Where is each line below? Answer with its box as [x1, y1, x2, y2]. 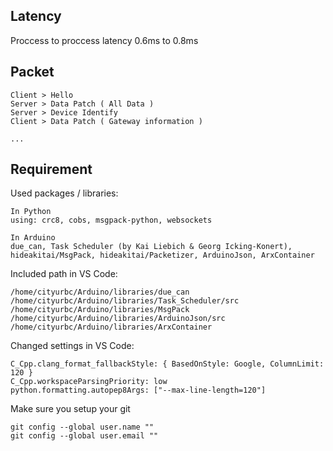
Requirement [10, 161, 93, 178]
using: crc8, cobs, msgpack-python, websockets [10, 215, 213, 226]
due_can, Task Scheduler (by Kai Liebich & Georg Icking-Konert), [10, 242, 293, 252]
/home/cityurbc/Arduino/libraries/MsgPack [10, 305, 190, 315]
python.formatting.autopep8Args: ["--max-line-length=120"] [10, 385, 267, 396]
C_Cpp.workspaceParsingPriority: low [10, 377, 168, 387]
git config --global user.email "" [10, 431, 159, 441]
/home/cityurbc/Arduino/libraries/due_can [10, 287, 190, 298]
